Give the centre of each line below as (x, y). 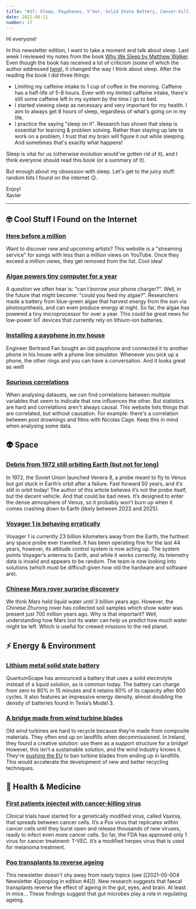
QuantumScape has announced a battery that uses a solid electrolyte (89, 678)
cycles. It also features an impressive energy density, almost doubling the (94, 696)
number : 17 (19, 22)
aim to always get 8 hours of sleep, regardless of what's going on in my (100, 111)
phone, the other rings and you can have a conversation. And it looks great (96, 360)
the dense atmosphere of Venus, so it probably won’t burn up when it (90, 502)
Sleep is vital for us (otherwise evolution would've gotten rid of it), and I (92, 154)
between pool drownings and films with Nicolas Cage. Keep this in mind (92, 419)
